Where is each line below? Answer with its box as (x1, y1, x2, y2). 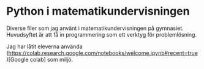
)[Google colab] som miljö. (6, 56, 74, 63)
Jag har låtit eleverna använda (6, 43, 83, 50)
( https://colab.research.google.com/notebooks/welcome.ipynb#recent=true (6, 49, 198, 56)
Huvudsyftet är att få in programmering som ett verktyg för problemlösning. (6, 31, 197, 38)
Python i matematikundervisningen (6, 4, 190, 18)
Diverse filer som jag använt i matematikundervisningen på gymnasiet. (6, 24, 184, 32)
